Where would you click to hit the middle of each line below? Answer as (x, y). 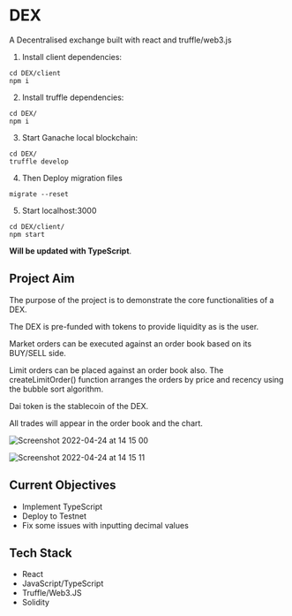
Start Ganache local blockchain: (80, 137)
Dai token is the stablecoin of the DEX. (79, 406)
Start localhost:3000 (59, 210)
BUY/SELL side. (37, 353)
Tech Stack (41, 553)
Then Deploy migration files (72, 178)
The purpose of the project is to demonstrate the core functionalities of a (142, 300)
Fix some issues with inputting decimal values (105, 525)
